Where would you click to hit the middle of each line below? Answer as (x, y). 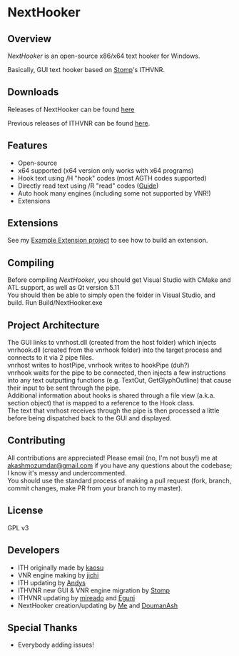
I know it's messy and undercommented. (67, 473)
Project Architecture (54, 325)
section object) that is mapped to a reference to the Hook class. (101, 403)
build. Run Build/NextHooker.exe (55, 303)
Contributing (36, 441)
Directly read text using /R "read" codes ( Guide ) (88, 186)
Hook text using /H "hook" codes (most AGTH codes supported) (112, 178)
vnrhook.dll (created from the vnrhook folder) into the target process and (115, 350)
